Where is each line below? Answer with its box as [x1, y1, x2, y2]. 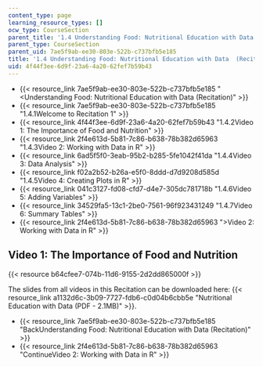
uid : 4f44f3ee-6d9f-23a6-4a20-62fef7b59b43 [8, 63, 153, 71]
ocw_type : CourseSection [8, 26, 89, 34]
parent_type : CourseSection [8, 41, 100, 49]
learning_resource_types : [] [8, 19, 103, 27]
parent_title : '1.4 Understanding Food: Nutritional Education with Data [8, 33, 254, 42]
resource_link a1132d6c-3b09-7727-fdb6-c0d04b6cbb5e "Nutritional [8, 293, 232, 302]
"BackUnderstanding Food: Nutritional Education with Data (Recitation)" [19, 325, 251, 334]
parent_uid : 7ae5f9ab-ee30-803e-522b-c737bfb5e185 [8, 48, 177, 56]
